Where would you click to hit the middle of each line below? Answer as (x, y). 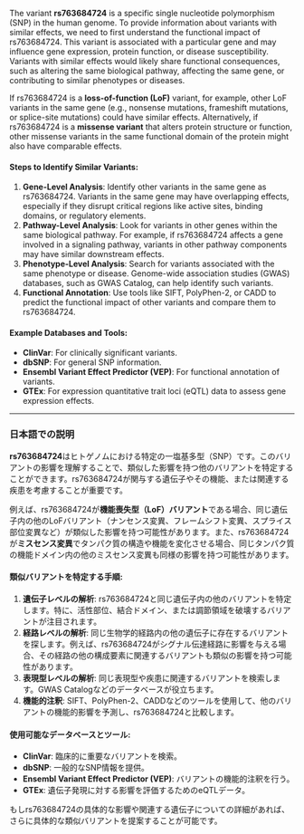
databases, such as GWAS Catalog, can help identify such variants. (148, 283)
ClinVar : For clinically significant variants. (100, 353)
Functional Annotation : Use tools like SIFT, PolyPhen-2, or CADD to (149, 292)
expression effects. (58, 401)
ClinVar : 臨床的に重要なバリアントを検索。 (102, 756)
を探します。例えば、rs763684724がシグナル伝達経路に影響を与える (150, 644)
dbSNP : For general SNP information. (92, 362)
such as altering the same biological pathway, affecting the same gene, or (147, 71)
